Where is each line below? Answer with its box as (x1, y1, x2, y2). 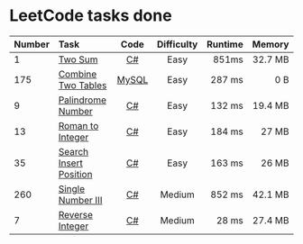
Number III (58, 194, 103, 206)
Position (58, 167, 93, 180)
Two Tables (58, 78, 107, 91)
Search (58, 145, 88, 158)
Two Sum (58, 53, 98, 66)
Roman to (58, 119, 99, 131)
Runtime (206, 38, 243, 50)
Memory (252, 38, 289, 50)
